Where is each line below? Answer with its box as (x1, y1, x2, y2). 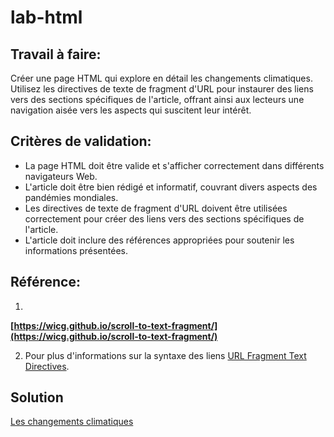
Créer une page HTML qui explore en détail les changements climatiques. (10, 72, 313, 84)
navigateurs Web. (24, 170, 98, 182)
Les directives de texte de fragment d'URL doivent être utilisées (24, 202, 288, 214)
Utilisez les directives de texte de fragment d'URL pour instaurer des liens (10, 83, 314, 95)
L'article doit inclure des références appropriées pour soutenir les (24, 234, 295, 246)
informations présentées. (24, 244, 128, 256)
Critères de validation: (10, 133, 152, 150)
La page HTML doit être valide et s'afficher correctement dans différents (24, 159, 325, 171)
